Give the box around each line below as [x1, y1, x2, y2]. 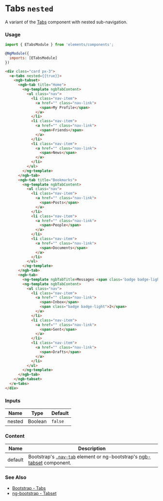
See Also [5, 474, 27, 481]
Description [78, 445, 106, 452]
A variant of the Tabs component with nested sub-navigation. [5, 19, 128, 25]
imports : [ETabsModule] [9, 56, 57, 60]
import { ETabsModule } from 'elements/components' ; [5, 42, 114, 47]
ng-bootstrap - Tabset [12, 490, 57, 496]
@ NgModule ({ [5, 51, 29, 56]
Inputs [5, 397, 21, 404]
